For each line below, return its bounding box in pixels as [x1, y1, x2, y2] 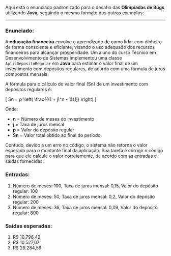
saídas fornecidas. [5, 158, 44, 164]
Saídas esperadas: [5, 222, 52, 230]
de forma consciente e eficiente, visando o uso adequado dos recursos [5, 44, 155, 50]
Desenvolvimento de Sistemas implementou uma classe [5, 55, 122, 61]
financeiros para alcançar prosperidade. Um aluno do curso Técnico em [5, 49, 156, 55]
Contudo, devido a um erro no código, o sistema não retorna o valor [5, 142, 148, 148]
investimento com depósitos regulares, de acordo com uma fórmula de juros [5, 66, 165, 72]
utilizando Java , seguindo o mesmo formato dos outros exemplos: [5, 10, 144, 16]
